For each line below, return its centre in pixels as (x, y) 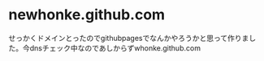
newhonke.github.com (87, 15)
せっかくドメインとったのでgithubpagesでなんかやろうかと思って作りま (129, 38)
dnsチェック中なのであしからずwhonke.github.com (115, 48)
